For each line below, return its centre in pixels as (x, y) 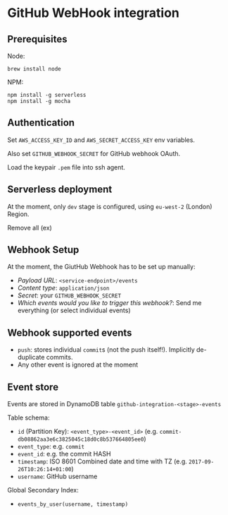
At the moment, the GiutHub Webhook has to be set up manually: (101, 267)
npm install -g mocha (39, 101)
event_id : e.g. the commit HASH (64, 454)
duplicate (31, 357)
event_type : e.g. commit (51, 446)
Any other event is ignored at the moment (78, 365)
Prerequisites (37, 39)
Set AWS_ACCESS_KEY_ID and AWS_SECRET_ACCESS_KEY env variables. (101, 140)
